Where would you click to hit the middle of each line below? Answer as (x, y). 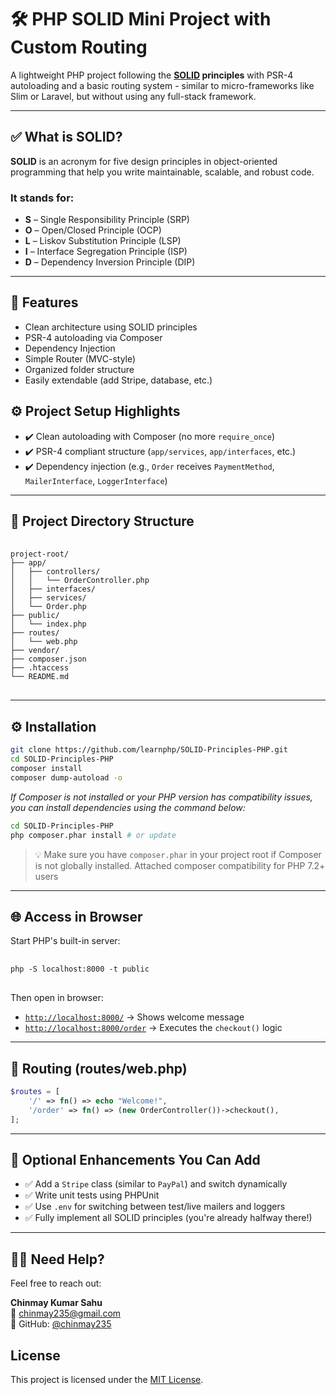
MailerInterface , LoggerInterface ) (96, 480)
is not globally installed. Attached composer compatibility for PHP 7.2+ (180, 865)
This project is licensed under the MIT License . (107, 1380)
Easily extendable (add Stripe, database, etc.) (118, 380)
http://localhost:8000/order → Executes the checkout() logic (153, 1028)
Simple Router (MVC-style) (80, 358)
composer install (46, 769)
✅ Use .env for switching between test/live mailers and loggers (155, 1207)
